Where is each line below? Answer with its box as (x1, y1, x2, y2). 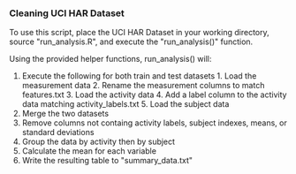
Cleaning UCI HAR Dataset (9, 7, 125, 19)
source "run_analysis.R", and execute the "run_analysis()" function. (9, 36, 254, 47)
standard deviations (21, 127, 95, 138)
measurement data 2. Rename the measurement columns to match (21, 80, 265, 91)
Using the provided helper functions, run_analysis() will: (9, 54, 212, 64)
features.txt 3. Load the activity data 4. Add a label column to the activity (21, 89, 287, 100)
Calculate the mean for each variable (21, 146, 157, 156)
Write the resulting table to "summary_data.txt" (21, 155, 193, 166)
